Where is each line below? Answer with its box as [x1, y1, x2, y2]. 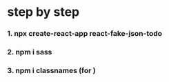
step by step [7, 4, 80, 20]
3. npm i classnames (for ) [7, 65, 96, 75]
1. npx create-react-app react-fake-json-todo [7, 29, 163, 39]
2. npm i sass [7, 48, 52, 57]
